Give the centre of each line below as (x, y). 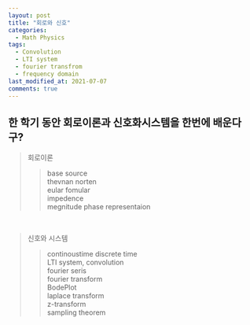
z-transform (66, 305)
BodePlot (62, 287)
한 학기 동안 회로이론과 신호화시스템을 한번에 (109, 122)
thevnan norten (72, 182)
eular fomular (68, 190)
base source (67, 173)
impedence (65, 198)
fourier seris (66, 271)
